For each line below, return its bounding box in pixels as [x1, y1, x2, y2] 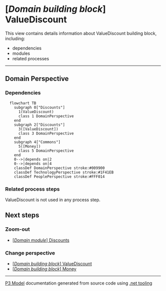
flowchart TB [9, 100, 37, 106]
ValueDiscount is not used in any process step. [5, 197, 101, 203]
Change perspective [5, 249, 55, 256]
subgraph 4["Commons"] [14, 139, 61, 144]
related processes [12, 55, 49, 61]
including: [5, 36, 26, 42]
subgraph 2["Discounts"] [14, 122, 65, 127]
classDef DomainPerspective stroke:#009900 [14, 166, 105, 170]
